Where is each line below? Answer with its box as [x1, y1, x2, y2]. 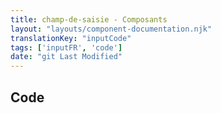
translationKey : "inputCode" [10, 33, 132, 43]
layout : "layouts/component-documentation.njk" [10, 24, 213, 34]
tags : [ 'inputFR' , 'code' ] [10, 42, 123, 53]
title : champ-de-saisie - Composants [10, 14, 168, 25]
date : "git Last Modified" [10, 52, 123, 62]
